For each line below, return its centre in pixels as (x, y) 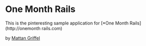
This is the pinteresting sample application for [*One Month (67, 23)
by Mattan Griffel (23, 38)
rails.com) (52, 28)
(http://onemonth (23, 28)
